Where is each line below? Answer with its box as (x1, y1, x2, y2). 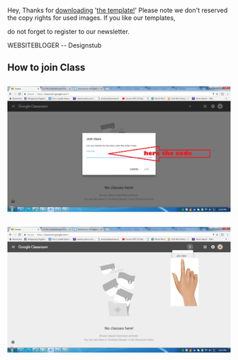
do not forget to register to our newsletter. (7, 28, 130, 36)
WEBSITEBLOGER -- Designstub (7, 41, 102, 49)
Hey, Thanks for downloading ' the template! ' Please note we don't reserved (7, 6, 228, 14)
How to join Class (7, 62, 86, 74)
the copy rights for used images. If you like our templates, (7, 13, 176, 22)
